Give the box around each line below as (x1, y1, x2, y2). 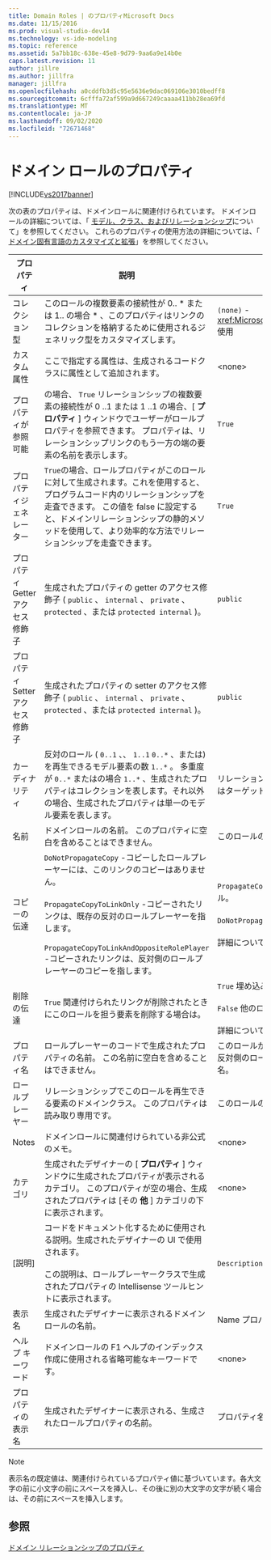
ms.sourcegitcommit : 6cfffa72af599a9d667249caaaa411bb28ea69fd (8, 95, 226, 103)
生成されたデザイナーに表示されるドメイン (44, 1308, 206, 1319)
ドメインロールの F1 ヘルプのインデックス (44, 1341, 204, 1352)
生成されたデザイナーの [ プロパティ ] (44, 1158, 186, 1169)
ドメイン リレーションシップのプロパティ (8, 1542, 144, 1552)
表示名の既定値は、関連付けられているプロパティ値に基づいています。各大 (8, 1473, 254, 1483)
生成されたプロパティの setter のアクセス (44, 680, 199, 691)
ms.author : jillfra (8, 72, 74, 80)
